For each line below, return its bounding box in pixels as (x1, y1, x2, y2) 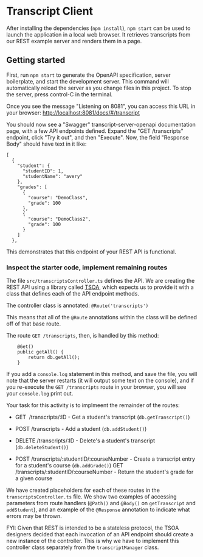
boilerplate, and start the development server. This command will (6, 77, 169, 85)
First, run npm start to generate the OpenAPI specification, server (6, 71, 171, 79)
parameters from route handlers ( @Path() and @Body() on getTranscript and (6, 500, 196, 507)
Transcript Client (6, 4, 93, 18)
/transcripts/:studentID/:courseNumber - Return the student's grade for (15, 468, 194, 476)
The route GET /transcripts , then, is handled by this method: (6, 332, 159, 339)
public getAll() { (17, 349, 64, 355)
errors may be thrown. (6, 513, 62, 520)
